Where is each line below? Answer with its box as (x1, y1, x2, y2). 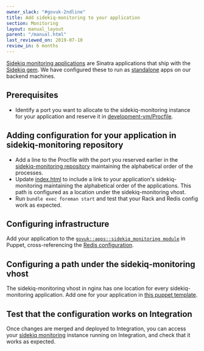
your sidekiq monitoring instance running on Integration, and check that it (6, 331, 191, 338)
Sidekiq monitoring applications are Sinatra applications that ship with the (6, 59, 191, 67)
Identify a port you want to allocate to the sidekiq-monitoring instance (15, 106, 191, 113)
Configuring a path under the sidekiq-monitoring (6, 259, 195, 269)
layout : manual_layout (6, 26, 64, 32)
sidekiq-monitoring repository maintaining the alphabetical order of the (15, 162, 194, 170)
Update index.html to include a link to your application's (15, 175, 155, 182)
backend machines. (6, 72, 56, 80)
